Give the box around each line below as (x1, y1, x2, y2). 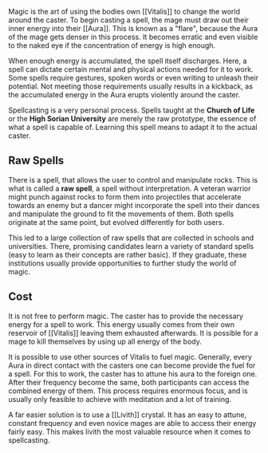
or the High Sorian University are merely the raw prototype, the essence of (8, 114, 257, 123)
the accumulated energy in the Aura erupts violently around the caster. (8, 90, 241, 99)
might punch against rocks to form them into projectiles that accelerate (8, 191, 242, 202)
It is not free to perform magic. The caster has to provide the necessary (8, 311, 243, 321)
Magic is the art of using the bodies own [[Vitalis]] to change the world (8, 7, 241, 16)
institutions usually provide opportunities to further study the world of (8, 258, 237, 268)
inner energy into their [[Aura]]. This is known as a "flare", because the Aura (8, 24, 258, 33)
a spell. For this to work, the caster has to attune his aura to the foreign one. (8, 368, 258, 378)
